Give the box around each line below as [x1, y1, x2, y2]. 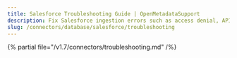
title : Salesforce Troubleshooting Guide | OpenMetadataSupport [7, 10, 200, 18]
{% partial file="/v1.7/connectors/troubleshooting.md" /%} [7, 43, 177, 52]
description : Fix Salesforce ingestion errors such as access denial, [7, 17, 219, 24]
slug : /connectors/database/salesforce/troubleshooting [7, 23, 175, 30]
